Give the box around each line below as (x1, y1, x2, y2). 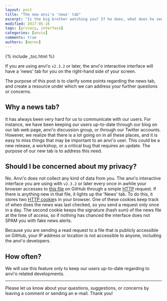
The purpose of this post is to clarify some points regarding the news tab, (5, 78, 156, 84)
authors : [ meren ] (5, 40, 41, 45)
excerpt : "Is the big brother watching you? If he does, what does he (5, 16, 155, 21)
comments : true (5, 35, 37, 40)
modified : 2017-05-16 (5, 21, 50, 26)
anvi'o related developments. (5, 271, 65, 277)
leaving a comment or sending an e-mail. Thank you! (5, 291, 113, 297)
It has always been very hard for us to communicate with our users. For (5, 116, 151, 122)
